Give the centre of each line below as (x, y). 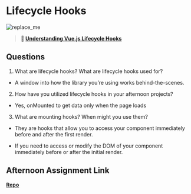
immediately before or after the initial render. (69, 152)
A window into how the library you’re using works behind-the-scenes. (99, 82)
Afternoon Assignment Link (58, 171)
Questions (26, 57)
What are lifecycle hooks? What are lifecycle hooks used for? (89, 71)
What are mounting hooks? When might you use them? (81, 116)
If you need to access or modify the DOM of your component (89, 146)
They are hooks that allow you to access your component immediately (100, 128)
